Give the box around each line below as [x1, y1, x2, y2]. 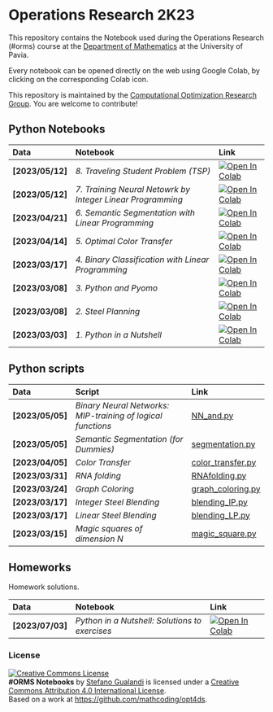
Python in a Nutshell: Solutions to [75, 615, 201, 627]
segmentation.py [191, 438, 256, 449]
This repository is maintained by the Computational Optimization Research [8, 90, 258, 99]
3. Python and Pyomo [75, 282, 158, 294]
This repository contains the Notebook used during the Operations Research [8, 33, 264, 42]
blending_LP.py [191, 509, 250, 521]
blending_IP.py [191, 496, 248, 508]
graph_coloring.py [191, 483, 261, 494]
